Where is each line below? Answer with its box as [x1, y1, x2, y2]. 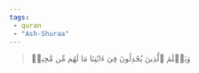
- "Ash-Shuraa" [12, 29, 69, 38]
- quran [12, 21, 42, 30]
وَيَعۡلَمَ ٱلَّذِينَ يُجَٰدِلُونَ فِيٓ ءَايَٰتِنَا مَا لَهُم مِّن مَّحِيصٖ [30, 54, 191, 64]
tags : [9, 12, 29, 22]
